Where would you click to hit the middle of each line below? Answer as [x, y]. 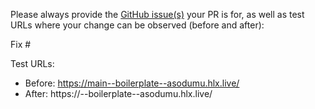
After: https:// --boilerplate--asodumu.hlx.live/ [118, 93]
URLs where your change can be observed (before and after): [137, 25]
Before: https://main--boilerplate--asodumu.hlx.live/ [132, 83]
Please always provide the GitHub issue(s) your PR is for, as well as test [157, 14]
